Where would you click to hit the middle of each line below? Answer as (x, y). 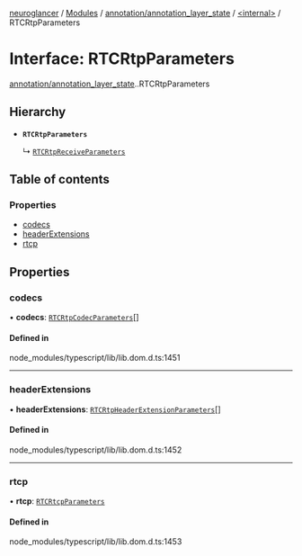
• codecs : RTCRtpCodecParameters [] (74, 318)
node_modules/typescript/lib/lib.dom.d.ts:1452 (96, 450)
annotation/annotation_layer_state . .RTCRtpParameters (110, 84)
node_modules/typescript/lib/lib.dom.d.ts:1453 (96, 542)
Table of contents (59, 179)
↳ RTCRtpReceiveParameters (74, 151)
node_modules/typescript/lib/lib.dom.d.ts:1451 (95, 358)
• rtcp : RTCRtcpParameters (57, 501)
